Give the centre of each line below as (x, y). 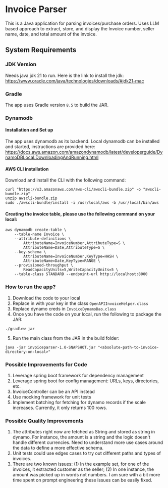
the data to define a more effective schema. (58, 448)
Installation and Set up (29, 130)
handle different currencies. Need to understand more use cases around (88, 442)
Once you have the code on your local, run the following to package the (87, 314)
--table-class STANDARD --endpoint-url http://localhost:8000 (81, 274)
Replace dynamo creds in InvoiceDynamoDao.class (65, 308)
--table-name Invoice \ (39, 234)
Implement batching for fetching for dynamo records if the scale (79, 403)
